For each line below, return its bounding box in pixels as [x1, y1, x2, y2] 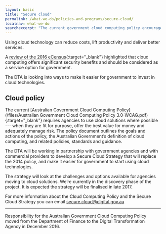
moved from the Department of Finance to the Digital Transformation [5, 218, 145, 224]
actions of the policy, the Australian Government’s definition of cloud [5, 133, 145, 139]
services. [5, 45, 24, 50]
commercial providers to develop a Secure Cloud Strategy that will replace [5, 153, 157, 159]
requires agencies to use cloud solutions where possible [43, 117, 158, 123]
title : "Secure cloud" [5, 12, 52, 17]
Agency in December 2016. [5, 223, 60, 229]
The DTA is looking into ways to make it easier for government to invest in [5, 74, 155, 80]
